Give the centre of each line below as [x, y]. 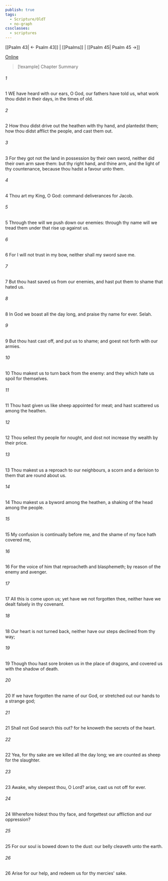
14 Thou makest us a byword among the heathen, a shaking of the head [79, 502]
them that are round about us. [36, 475]
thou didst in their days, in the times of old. [49, 99]
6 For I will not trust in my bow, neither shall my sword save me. [70, 255]
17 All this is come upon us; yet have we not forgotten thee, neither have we [83, 599]
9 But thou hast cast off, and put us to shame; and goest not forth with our [81, 341]
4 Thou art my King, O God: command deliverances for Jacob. [69, 195]
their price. [16, 443]
